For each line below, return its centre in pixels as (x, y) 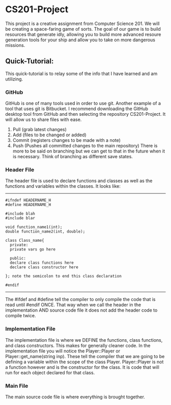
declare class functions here (42, 263)
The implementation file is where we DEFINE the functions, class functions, (84, 340)
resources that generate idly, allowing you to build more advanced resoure (83, 34)
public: (18, 259)
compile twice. (21, 316)
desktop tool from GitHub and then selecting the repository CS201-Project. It (85, 114)
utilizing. (14, 79)
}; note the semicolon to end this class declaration (64, 276)
